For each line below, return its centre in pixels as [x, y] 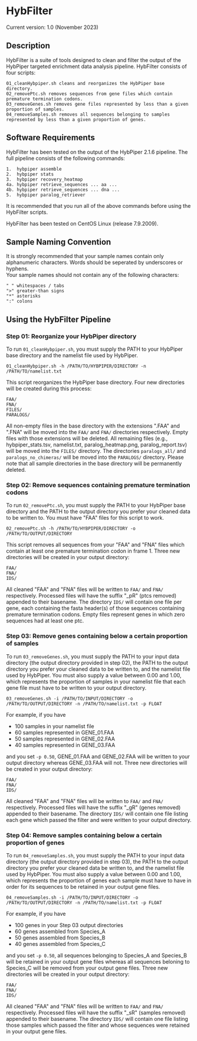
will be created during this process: [49, 389]
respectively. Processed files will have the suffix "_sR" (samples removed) [96, 1012]
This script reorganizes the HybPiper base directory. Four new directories [95, 383]
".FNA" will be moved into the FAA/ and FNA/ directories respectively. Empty [97, 432]
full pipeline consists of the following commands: [65, 158]
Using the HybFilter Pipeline [58, 319]
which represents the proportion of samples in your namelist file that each [96, 681]
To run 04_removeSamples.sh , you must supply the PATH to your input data [95, 855]
